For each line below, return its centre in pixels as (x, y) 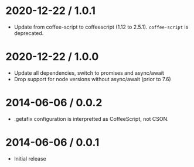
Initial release (30, 158)
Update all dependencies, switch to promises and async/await (89, 73)
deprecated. (29, 33)
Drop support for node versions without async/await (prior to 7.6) (92, 79)
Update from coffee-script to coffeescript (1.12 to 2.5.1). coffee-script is (101, 27)
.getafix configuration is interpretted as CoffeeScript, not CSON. (91, 119)
